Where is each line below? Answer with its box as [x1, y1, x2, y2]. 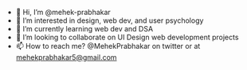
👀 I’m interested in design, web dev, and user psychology [15, 16, 204, 25]
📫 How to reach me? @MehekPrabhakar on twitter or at [15, 42, 201, 50]
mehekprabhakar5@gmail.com [15, 53, 117, 62]
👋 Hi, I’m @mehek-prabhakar [15, 8, 112, 17]
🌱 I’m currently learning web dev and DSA [15, 24, 154, 33]
